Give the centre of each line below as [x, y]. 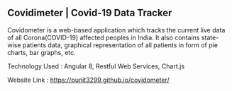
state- [210, 37]
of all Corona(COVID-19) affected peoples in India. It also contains [104, 37]
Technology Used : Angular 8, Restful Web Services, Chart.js [96, 66]
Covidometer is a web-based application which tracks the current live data [116, 30]
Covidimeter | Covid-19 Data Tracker [90, 13]
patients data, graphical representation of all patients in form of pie [120, 45]
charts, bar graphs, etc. [42, 52]
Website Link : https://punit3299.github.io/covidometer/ [88, 80]
